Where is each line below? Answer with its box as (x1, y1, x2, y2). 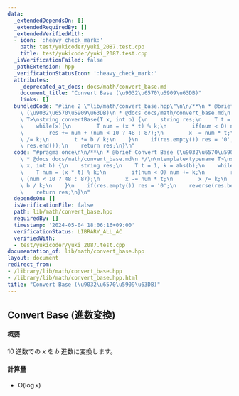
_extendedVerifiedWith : (14, 30, 84, 38)
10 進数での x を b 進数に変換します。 (7, 347, 117, 356)
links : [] (20, 97, 50, 104)
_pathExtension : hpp (14, 63, 75, 70)
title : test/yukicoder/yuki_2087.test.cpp (20, 50, 148, 57)
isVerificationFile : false (14, 202, 94, 209)
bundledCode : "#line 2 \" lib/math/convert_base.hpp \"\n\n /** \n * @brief (14, 103, 234, 110)
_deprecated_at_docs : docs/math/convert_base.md (20, 83, 167, 90)
